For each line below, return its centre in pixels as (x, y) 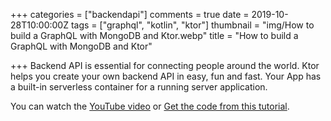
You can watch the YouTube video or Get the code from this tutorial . (150, 106)
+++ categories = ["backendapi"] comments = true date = (130, 14)
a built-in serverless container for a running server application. (139, 87)
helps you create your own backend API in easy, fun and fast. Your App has (166, 76)
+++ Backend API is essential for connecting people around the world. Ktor (165, 65)
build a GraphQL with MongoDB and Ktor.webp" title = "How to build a (154, 35)
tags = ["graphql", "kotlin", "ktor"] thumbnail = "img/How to (192, 25)
